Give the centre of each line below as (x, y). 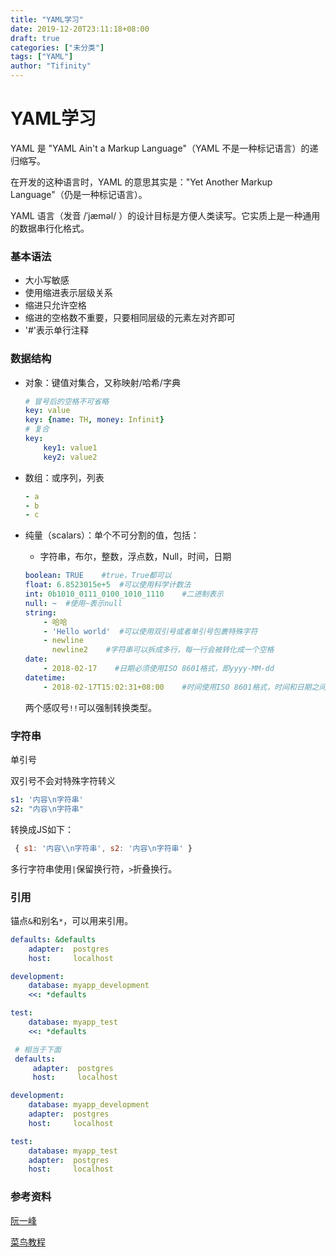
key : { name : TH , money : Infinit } (94, 420)
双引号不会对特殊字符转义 (63, 780)
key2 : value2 (70, 457)
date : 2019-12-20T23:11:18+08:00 (80, 29)
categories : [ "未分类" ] (57, 47)
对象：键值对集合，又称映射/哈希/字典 (102, 382)
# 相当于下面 (38, 1049)
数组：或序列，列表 (64, 477)
